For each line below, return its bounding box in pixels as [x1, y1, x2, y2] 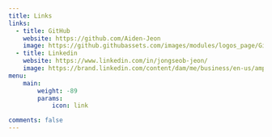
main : [23, 79, 42, 87]
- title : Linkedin [15, 49, 79, 57]
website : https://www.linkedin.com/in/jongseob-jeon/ [23, 57, 208, 65]
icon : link [51, 102, 89, 110]
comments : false [8, 116, 63, 125]
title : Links [8, 11, 53, 20]
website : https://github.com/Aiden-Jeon [23, 34, 161, 43]
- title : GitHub [15, 27, 70, 35]
